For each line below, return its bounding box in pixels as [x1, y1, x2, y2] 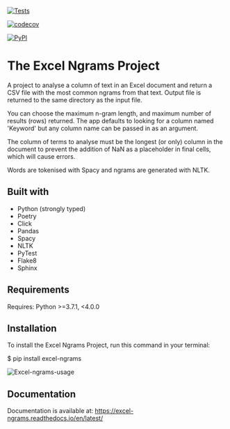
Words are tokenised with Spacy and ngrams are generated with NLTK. [7, 166, 211, 174]
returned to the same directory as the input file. [7, 95, 142, 104]
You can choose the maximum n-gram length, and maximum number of [7, 109, 212, 118]
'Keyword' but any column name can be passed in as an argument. [7, 124, 199, 132]
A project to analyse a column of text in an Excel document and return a [7, 81, 213, 89]
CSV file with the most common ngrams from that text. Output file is [7, 88, 202, 97]
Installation [7, 322, 57, 334]
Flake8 [17, 256, 37, 265]
